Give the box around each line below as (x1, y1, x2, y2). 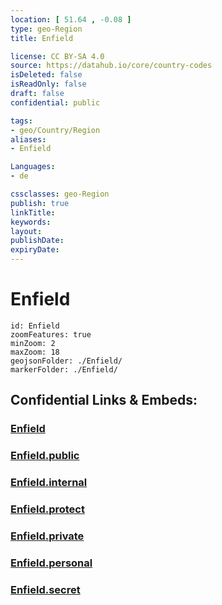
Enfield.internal (10, 476, 88, 490)
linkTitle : (10, 207, 56, 218)
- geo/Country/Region (10, 125, 101, 135)
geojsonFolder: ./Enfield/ (10, 356, 123, 366)
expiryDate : (10, 245, 60, 255)
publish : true (10, 198, 70, 208)
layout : (10, 226, 43, 236)
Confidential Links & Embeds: (10, 392, 198, 409)
